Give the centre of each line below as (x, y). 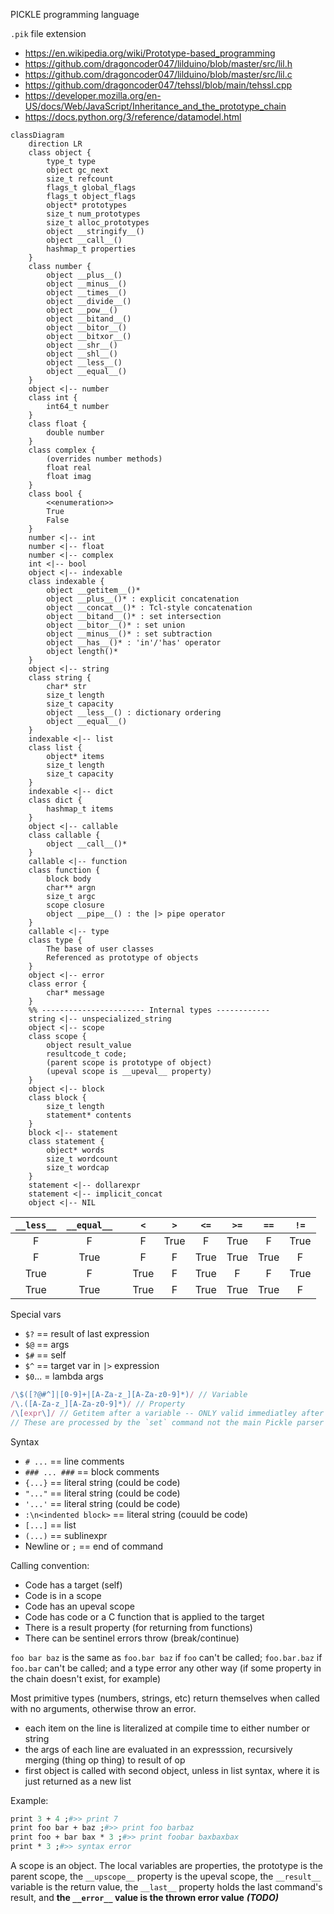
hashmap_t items (80, 809)
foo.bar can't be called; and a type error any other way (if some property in (166, 1668)
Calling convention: (50, 1565)
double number (75, 433)
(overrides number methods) (104, 459)
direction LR (55, 144)
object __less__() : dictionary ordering (134, 713)
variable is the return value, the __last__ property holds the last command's (166, 1887)
